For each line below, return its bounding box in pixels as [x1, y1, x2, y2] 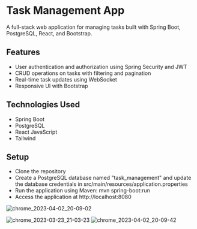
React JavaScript [14, 128, 58, 135]
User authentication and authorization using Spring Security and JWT [14, 63, 187, 70]
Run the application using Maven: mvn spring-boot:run [14, 187, 150, 194]
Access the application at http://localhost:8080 [14, 193, 132, 201]
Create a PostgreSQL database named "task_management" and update [14, 174, 192, 182]
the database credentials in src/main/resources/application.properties [14, 180, 188, 188]
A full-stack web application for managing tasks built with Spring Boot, [6, 23, 181, 31]
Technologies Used [6, 100, 80, 110]
